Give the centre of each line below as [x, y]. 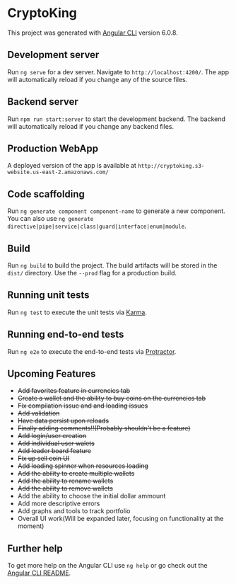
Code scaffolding [46, 194]
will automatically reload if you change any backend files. [91, 126]
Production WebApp [53, 148]
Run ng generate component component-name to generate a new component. [117, 211]
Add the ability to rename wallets [65, 481]
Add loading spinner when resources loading [83, 466]
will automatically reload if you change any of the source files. [98, 79]
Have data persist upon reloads [63, 421]
